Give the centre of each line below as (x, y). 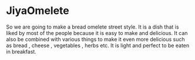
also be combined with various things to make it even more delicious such (95, 39)
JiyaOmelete (38, 11)
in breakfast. (21, 51)
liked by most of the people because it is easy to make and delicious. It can (97, 33)
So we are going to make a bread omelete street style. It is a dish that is (93, 27)
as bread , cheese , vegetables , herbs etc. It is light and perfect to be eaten (98, 45)
